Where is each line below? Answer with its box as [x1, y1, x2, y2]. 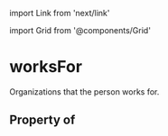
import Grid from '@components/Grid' [9, 25, 152, 35]
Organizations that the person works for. [9, 86, 160, 97]
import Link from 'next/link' [9, 8, 110, 18]
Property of [9, 113, 76, 128]
